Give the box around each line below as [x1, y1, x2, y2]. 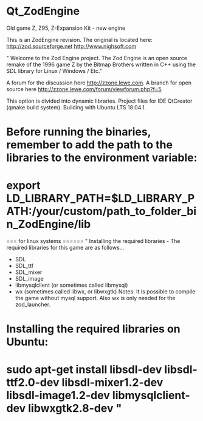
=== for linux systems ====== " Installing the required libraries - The [6, 238, 181, 245]
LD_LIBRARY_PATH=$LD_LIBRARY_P [6, 191, 195, 205]
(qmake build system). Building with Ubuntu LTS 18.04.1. [6, 103, 146, 111]
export [6, 179, 41, 193]
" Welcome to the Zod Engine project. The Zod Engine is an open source [6, 54, 187, 61]
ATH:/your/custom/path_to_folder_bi [6, 205, 197, 218]
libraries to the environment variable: [6, 151, 198, 165]
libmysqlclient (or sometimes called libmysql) [15, 281, 128, 289]
